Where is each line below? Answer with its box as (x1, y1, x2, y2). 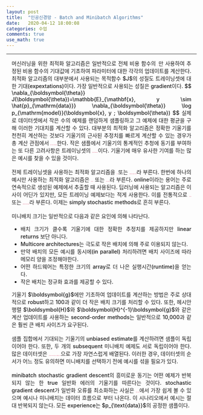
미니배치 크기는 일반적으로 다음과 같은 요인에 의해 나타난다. (11, 212, 150, 220)
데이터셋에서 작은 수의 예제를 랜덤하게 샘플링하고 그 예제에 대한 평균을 (18, 117, 185, 124)
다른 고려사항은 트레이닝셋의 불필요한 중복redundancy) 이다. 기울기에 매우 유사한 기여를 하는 (24, 147, 185, 154)
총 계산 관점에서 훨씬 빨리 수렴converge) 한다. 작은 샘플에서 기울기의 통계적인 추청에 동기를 (11, 139, 176, 147)
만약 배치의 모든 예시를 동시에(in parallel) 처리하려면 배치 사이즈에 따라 (20, 248, 192, 255)
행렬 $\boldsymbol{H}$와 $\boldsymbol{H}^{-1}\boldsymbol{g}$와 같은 (11, 306, 192, 313)
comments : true (6, 31, 45, 37)
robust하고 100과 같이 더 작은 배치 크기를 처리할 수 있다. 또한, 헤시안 (28, 299, 192, 305)
